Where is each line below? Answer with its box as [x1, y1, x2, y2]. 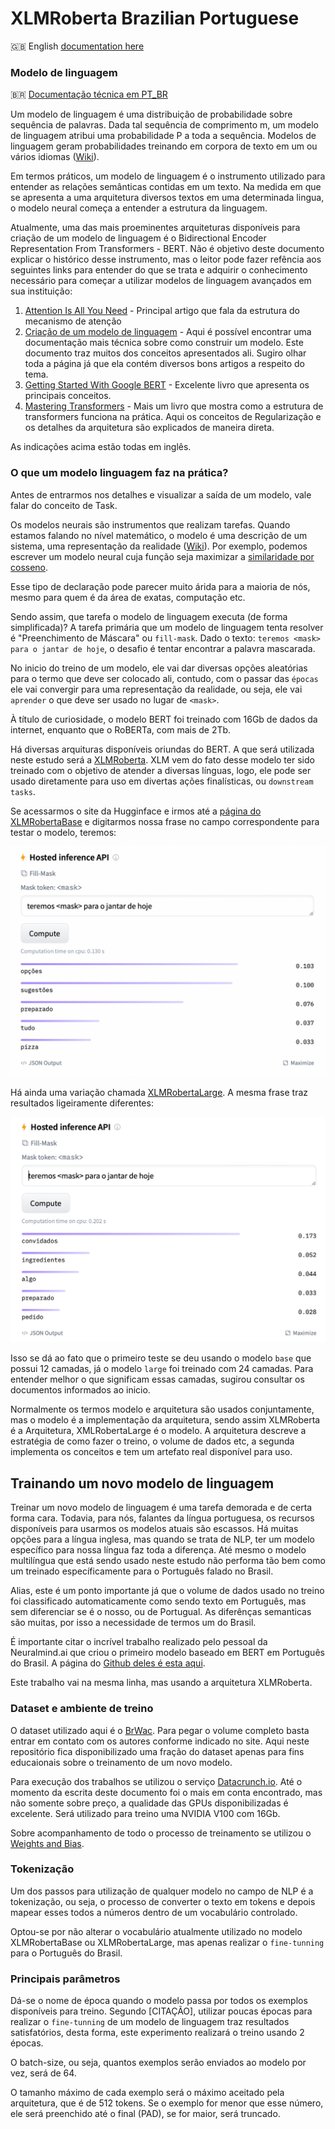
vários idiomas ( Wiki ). [10, 151, 100, 163]
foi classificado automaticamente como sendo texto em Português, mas [10, 1595, 307, 1607]
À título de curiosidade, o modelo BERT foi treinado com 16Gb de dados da [10, 713, 318, 725]
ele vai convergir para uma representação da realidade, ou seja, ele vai [10, 683, 303, 695]
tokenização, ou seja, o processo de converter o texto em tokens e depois [10, 1895, 316, 1907]
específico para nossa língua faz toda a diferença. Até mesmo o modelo [10, 1544, 307, 1556]
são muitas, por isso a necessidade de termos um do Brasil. [10, 1617, 257, 1629]
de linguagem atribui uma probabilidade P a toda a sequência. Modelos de [10, 130, 317, 142]
